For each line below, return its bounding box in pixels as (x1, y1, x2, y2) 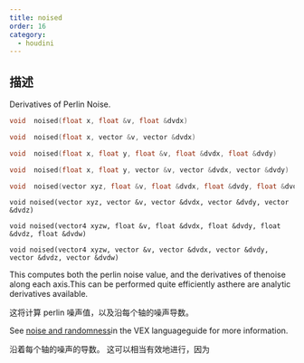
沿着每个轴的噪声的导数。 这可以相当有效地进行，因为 (9, 344, 210, 355)
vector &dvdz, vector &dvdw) (9, 253, 119, 263)
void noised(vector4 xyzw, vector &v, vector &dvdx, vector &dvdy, (9, 245, 270, 254)
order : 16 (9, 22, 47, 31)
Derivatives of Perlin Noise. (9, 99, 111, 110)
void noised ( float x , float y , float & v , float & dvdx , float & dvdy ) (9, 148, 278, 158)
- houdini (17, 38, 54, 48)
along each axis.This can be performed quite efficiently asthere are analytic (9, 279, 291, 290)
